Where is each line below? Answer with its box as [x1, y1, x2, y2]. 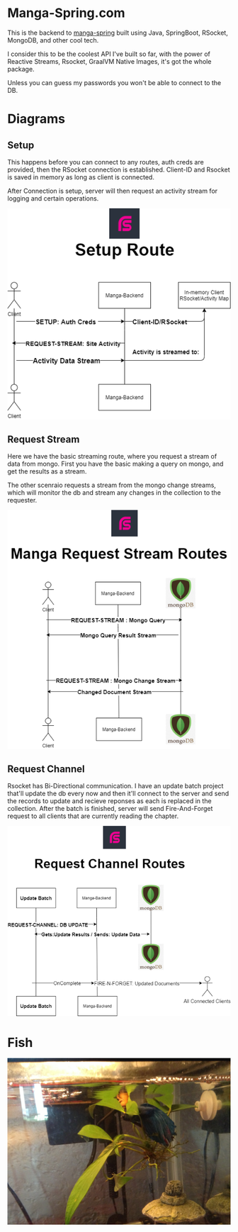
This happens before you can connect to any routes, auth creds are [7, 157, 204, 166]
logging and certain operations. [7, 194, 99, 203]
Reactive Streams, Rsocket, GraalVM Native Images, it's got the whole [7, 57, 212, 65]
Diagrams [7, 111, 66, 127]
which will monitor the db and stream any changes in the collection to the [7, 488, 221, 497]
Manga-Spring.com [7, 5, 125, 21]
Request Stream [7, 433, 80, 445]
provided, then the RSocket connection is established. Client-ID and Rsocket [7, 165, 230, 174]
